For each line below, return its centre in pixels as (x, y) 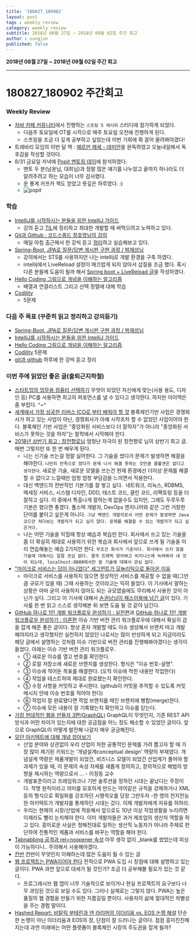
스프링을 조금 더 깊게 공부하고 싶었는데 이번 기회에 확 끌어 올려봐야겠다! (104, 140)
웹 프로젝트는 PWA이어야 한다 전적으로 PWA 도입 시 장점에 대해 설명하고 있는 (102, 862)
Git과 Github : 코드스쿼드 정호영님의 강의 (61, 235)
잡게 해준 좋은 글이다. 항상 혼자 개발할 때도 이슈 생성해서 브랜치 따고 (98, 627)
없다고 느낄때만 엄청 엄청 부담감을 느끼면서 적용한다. (95, 478)
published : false (27, 45)
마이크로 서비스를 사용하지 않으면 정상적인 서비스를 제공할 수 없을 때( (101, 576)
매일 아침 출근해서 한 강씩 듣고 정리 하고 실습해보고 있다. (86, 242)
